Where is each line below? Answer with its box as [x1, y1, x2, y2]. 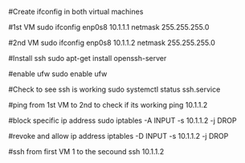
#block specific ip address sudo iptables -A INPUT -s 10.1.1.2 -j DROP [8, 116, 237, 125]
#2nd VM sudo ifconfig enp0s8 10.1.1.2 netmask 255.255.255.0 [8, 38, 215, 47]
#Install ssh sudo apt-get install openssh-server [8, 54, 167, 63]
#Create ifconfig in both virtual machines [8, 7, 144, 16]
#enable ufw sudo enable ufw [8, 69, 108, 79]
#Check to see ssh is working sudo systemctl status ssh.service [8, 84, 221, 94]
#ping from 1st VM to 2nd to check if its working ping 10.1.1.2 [8, 100, 208, 109]
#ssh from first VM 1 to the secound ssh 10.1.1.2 [8, 147, 165, 156]
